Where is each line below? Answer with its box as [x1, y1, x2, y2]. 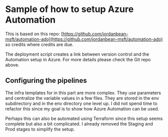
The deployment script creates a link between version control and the [5, 51, 149, 57]
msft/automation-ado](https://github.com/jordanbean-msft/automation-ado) [5, 36, 163, 42]
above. [5, 62, 20, 68]
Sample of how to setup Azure [5, 4, 134, 15]
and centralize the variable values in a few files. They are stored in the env [5, 95, 159, 101]
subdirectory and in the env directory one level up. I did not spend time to [5, 100, 157, 106]
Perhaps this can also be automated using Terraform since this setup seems [5, 115, 163, 121]
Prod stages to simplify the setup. [5, 126, 75, 132]
